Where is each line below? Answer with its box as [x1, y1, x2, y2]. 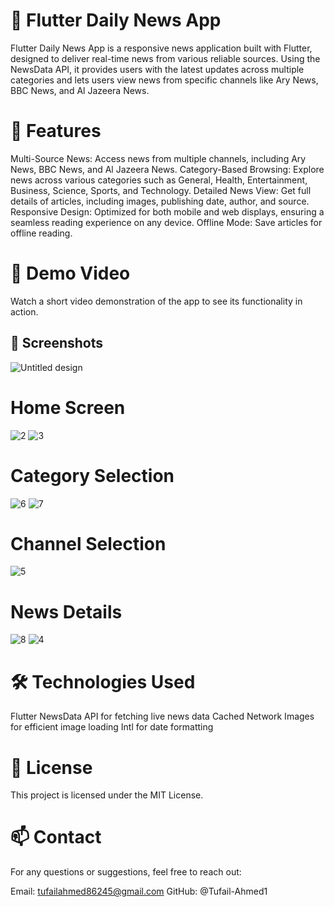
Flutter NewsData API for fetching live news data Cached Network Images [10, 710, 315, 723]
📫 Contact [10, 826, 102, 849]
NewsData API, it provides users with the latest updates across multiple [10, 63, 305, 75]
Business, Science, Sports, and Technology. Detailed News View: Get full [10, 184, 312, 196]
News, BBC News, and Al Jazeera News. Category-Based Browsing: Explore [10, 163, 325, 175]
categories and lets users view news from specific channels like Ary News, [10, 74, 319, 86]
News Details [10, 600, 123, 623]
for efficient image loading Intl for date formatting [10, 721, 214, 733]
